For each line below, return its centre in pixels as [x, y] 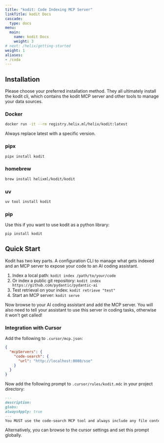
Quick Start [23, 249]
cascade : [14, 19]
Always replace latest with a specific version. [51, 134]
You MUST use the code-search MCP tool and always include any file [76, 421]
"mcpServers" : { [26, 352]
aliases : [14, 55]
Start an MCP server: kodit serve [46, 295]
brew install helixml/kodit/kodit [40, 179]
